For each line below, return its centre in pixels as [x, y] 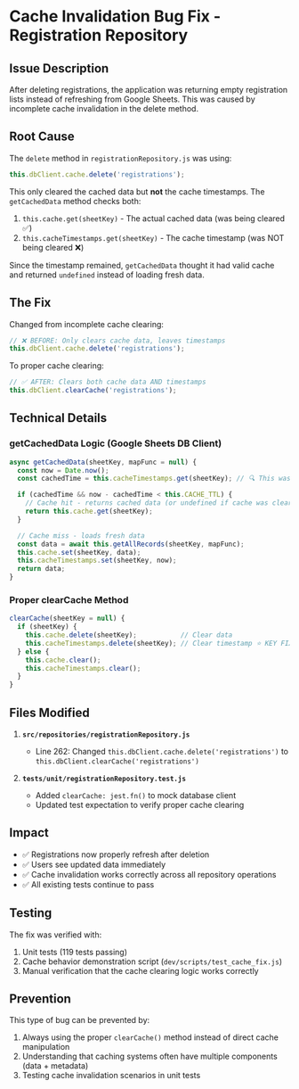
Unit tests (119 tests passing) [74, 952]
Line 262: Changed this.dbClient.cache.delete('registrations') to [162, 752]
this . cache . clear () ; [63, 660]
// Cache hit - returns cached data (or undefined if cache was [147, 503]
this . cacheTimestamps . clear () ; [83, 668]
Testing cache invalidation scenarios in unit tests [111, 1076]
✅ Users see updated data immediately [94, 864]
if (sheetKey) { [47, 627]
